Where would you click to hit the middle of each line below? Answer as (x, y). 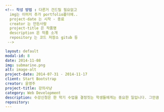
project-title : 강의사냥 (29, 88)
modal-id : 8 (17, 56)
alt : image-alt (21, 70)
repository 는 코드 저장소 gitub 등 (44, 38)
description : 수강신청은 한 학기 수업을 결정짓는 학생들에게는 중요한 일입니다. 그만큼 (82, 98)
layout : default (22, 51)
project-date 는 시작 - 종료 (37, 19)
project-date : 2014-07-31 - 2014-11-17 (46, 74)
